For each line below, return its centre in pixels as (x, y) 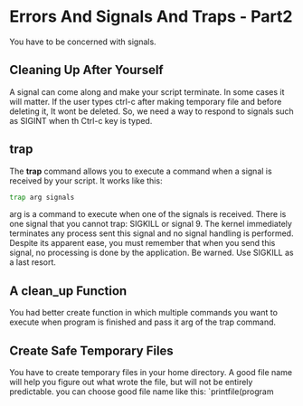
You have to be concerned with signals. (83, 42)
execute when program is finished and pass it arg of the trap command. (143, 322)
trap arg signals (42, 197)
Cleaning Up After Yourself (87, 70)
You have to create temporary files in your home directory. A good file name (151, 373)
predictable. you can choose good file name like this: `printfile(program (142, 392)
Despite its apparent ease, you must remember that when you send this (142, 243)
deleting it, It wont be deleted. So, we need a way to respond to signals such (151, 111)
